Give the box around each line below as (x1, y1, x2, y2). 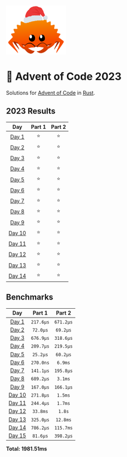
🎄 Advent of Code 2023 (6, 70, 122, 83)
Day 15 (8, 432, 26, 439)
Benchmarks (6, 292, 54, 302)
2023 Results (6, 106, 56, 116)
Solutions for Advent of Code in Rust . (6, 89, 95, 96)
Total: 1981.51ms (6, 445, 48, 452)
